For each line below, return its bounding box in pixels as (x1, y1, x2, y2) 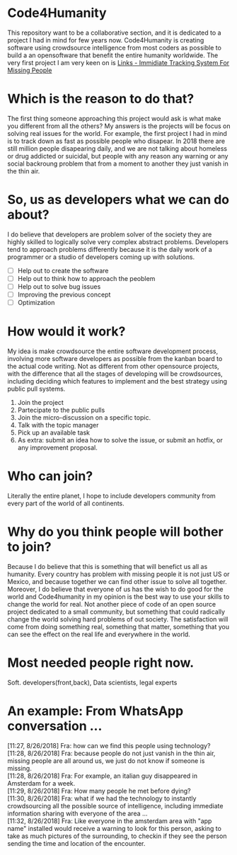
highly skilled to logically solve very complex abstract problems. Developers (7, 237, 229, 246)
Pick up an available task (17, 428, 91, 437)
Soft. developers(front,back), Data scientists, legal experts (7, 678, 178, 687)
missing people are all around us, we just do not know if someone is (7, 756, 205, 765)
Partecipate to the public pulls (17, 406, 105, 415)
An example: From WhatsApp (7, 703, 184, 719)
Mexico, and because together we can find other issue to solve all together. (7, 577, 228, 585)
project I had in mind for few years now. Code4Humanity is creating (7, 35, 204, 44)
